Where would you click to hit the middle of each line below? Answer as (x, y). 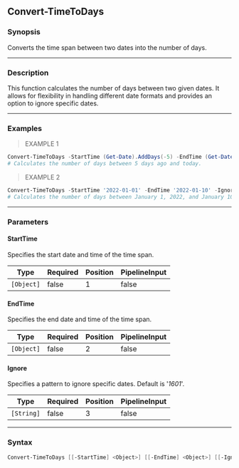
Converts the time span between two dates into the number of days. (107, 47)
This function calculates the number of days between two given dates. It (113, 88)
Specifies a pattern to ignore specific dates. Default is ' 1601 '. (96, 384)
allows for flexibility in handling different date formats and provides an (110, 95)
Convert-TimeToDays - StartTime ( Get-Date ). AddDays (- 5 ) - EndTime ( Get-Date (121, 157)
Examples (25, 128)
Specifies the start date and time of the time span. (81, 254)
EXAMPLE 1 (42, 144)
